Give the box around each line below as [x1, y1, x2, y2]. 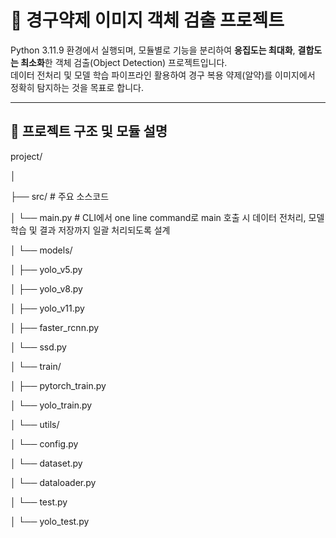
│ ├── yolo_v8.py [10, 282, 83, 295]
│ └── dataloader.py [10, 476, 97, 488]
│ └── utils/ [10, 418, 60, 430]
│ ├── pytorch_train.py [10, 379, 107, 391]
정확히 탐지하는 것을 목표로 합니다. [10, 81, 144, 93]
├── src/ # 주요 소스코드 [10, 190, 110, 202]
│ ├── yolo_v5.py [10, 263, 83, 275]
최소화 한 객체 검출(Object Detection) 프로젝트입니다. [20, 56, 228, 68]
